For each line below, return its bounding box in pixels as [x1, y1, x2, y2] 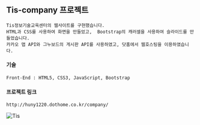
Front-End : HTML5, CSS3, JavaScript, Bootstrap [6, 75, 130, 81]
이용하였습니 [164, 41, 189, 47]
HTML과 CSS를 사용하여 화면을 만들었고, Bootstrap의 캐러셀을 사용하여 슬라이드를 [6, 29, 187, 35]
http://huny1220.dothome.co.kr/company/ [6, 102, 109, 108]
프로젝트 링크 [6, 88, 37, 95]
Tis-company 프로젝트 [6, 5, 89, 16]
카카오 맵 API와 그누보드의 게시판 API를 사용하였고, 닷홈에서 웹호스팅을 [6, 41, 162, 47]
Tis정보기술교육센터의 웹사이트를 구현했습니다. [6, 22, 105, 28]
